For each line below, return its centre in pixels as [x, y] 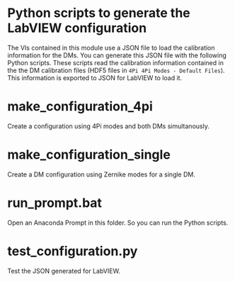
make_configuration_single [89, 155]
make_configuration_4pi [80, 107]
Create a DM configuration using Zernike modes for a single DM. [102, 174]
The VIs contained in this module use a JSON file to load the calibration [111, 47]
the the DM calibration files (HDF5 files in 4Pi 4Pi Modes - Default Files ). [116, 70]
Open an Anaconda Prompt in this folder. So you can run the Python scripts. [118, 222]
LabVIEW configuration [77, 28]
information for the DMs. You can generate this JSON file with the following [117, 55]
